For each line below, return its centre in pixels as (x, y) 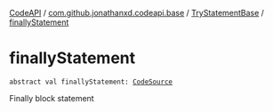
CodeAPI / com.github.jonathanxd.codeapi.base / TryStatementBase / (137, 13)
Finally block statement (52, 98)
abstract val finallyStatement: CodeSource (91, 82)
